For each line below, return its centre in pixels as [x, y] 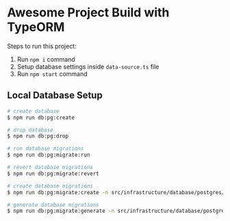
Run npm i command [46, 59]
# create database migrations [50, 186]
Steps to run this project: [42, 46]
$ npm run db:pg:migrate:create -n [58, 192]
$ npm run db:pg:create [41, 118]
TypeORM [36, 27]
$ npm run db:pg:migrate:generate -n [61, 211]
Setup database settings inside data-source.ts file [88, 66]
